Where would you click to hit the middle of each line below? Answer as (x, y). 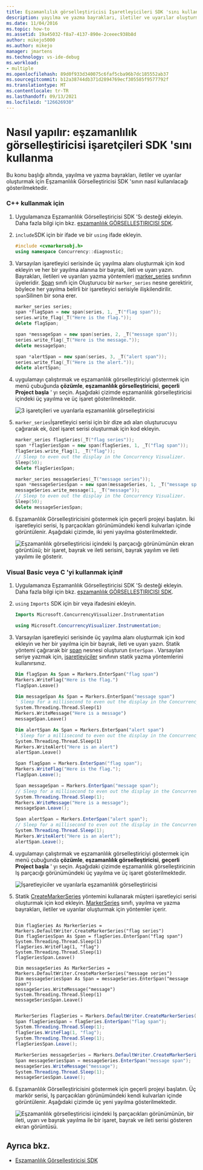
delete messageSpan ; (41, 346)
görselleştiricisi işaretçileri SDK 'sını (99, 145)
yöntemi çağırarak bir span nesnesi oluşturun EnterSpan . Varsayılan (99, 650)
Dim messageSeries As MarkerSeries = (63, 968)
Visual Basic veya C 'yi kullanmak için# (65, 572)
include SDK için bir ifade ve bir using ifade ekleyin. (79, 235)
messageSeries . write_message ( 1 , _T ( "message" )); (77, 490)
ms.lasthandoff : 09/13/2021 (42, 96)
